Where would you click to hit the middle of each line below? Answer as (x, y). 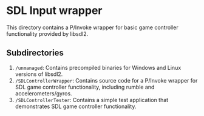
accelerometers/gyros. (43, 93)
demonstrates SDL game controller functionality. (76, 106)
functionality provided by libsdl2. (47, 33)
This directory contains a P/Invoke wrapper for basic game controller (93, 27)
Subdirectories (35, 53)
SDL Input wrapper (54, 11)
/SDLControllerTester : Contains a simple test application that (92, 100)
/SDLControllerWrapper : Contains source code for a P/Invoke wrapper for (106, 80)
